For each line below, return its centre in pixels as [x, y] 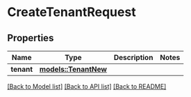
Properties [31, 38]
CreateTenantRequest [72, 12]
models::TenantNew [73, 69]
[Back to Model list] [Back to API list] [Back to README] [87, 87]
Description [133, 58]
